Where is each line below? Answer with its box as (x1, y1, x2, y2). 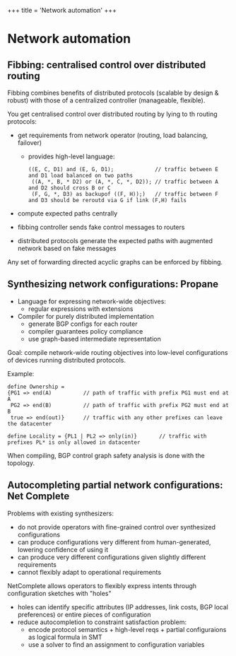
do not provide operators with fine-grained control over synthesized (17, 522, 216, 531)
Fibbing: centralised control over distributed (7, 59, 206, 71)
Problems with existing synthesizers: (7, 509, 114, 517)
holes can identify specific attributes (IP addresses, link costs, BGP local (17, 602, 228, 611)
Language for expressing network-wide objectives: (17, 297, 166, 305)
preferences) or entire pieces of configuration (17, 610, 151, 619)
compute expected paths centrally (17, 209, 118, 218)
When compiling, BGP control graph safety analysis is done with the (7, 451, 205, 459)
